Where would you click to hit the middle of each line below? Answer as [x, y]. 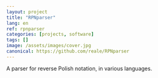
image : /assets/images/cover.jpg [49, 46]
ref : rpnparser [26, 29]
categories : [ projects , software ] [50, 34]
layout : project [27, 12]
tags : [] [17, 40]
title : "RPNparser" [31, 18]
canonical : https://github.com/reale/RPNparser [68, 51]
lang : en [17, 23]
